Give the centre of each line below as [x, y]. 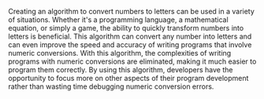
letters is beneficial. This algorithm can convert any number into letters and [130, 36]
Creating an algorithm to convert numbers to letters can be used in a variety [131, 11]
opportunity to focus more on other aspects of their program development [128, 78]
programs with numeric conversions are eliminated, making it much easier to [132, 61]
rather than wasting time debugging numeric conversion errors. [111, 86]
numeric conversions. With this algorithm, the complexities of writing [120, 53]
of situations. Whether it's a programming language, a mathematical [118, 20]
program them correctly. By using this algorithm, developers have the [121, 70]
